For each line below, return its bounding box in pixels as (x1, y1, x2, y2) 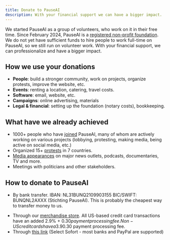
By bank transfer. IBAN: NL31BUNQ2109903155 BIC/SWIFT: (12, 192, 137, 198)
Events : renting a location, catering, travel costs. (12, 87, 115, 93)
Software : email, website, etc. (12, 92, 76, 98)
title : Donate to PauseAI (5, 7, 60, 13)
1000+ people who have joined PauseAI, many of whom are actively (12, 131, 155, 137)
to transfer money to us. (12, 202, 63, 208)
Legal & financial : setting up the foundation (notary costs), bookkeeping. (12, 103, 165, 109)
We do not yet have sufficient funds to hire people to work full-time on (5, 37, 152, 43)
